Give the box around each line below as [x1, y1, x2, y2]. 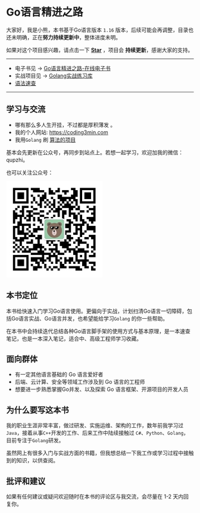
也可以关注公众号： [6, 169, 54, 176]
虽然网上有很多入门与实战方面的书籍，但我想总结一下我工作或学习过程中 [6, 449, 183, 456]
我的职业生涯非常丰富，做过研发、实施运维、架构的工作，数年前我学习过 [6, 422, 183, 429]
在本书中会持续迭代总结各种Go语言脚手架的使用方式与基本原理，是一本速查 [6, 327, 190, 334]
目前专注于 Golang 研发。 [6, 437, 64, 444]
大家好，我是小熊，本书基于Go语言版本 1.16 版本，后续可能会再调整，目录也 [6, 26, 194, 33]
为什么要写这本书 [6, 405, 69, 415]
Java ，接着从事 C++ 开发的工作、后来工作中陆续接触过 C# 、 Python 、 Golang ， [6, 430, 189, 437]
